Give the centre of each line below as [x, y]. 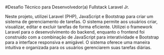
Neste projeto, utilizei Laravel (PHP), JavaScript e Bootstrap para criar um [79, 16]
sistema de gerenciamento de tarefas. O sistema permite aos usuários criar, [81, 22]
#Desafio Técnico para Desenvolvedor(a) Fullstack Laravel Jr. [67, 7]
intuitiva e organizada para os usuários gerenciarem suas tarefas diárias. [78, 47]
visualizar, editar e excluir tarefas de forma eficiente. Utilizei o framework [79, 27]
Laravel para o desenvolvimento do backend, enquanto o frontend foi [75, 32]
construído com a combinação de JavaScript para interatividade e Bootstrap [82, 37]
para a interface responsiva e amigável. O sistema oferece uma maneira [78, 42]
